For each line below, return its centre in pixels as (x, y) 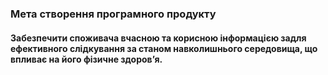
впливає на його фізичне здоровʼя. (86, 59)
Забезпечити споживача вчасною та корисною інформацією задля (158, 38)
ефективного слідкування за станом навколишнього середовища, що (164, 48)
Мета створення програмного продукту (113, 14)
